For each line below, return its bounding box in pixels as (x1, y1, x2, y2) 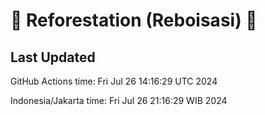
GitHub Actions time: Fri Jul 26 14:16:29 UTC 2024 (10, 75, 218, 87)
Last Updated (10, 49, 96, 66)
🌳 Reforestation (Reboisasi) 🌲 (10, 9, 258, 32)
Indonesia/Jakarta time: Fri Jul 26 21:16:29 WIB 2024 (10, 95, 228, 106)
